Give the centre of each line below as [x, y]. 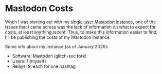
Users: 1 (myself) [29, 61]
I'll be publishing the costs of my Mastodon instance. [58, 37]
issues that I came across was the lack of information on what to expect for [80, 27]
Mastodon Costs [39, 8]
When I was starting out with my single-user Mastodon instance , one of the [81, 22]
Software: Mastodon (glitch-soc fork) [49, 56]
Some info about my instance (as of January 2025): [57, 46]
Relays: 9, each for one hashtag [44, 66]
